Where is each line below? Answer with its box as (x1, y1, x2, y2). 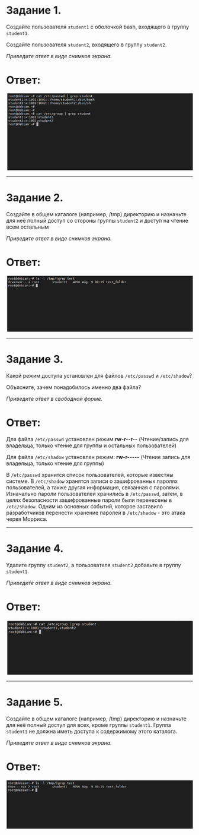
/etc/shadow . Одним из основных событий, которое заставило (6, 502, 163, 510)
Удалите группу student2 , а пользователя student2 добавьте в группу (6, 561, 181, 568)
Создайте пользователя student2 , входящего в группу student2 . (6, 41, 167, 48)
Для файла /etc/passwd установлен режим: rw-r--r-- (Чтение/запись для (6, 435, 189, 442)
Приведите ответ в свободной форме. (6, 396, 102, 403)
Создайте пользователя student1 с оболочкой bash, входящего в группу (6, 23, 190, 30)
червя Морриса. (6, 515, 47, 523)
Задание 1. (6, 4, 62, 17)
